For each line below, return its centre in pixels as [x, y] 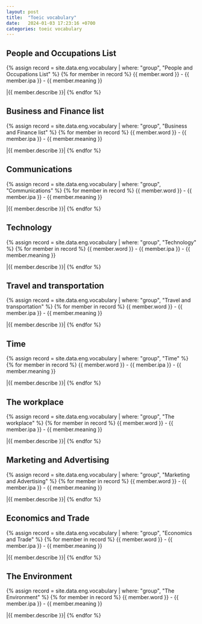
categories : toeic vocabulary [44, 29]
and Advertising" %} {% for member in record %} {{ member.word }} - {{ [96, 481]
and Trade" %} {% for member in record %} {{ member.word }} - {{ [90, 539]
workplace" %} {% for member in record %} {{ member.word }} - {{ [90, 423]
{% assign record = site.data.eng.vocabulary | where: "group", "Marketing [98, 475]
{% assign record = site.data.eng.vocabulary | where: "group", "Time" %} [97, 359]
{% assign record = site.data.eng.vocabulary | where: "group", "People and [99, 68]
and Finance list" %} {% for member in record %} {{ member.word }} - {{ [96, 132]
